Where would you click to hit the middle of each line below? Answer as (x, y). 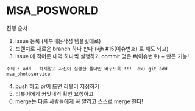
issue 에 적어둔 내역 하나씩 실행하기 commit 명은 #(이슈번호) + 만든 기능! (102, 56)
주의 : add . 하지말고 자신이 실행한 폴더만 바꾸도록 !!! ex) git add (87, 69)
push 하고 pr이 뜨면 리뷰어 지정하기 (57, 86)
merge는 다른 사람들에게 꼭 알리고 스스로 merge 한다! (79, 101)
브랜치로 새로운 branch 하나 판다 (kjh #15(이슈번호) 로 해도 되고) (92, 49)
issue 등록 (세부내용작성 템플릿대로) (58, 41)
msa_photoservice (28, 74)
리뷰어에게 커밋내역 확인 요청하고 (54, 93)
